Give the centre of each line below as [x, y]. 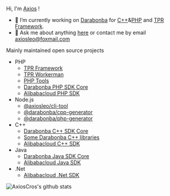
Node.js [24, 99]
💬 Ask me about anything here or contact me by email [80, 33]
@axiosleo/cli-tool [46, 106]
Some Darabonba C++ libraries [61, 137]
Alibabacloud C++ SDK [52, 144]
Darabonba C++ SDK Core [56, 131]
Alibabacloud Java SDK [52, 163]
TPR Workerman [44, 74]
